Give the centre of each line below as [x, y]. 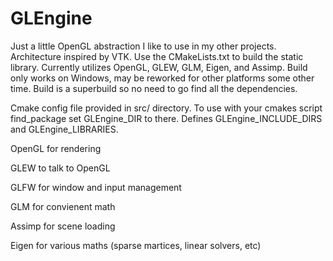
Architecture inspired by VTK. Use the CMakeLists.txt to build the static [157, 56]
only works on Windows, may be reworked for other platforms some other [162, 78]
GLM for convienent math [63, 206]
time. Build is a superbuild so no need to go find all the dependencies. [154, 88]
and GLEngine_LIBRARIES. [64, 129]
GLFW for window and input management [96, 187]
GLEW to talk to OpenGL [60, 168]
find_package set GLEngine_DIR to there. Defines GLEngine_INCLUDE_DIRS [166, 118]
